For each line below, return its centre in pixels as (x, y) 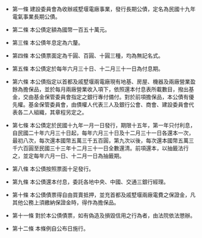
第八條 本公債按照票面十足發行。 (53, 169)
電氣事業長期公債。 (36, 17)
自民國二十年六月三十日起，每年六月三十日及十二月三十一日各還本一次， (103, 133)
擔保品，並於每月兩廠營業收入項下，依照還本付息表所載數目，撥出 (106, 89)
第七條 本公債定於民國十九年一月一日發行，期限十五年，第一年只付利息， (104, 125)
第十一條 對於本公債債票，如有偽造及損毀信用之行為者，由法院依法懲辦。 (104, 215)
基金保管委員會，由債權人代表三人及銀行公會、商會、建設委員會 (109, 105)
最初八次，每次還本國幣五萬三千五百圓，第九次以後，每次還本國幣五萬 (100, 140)
